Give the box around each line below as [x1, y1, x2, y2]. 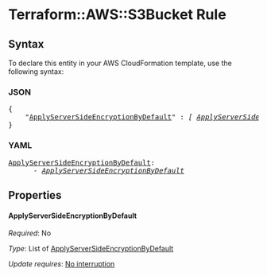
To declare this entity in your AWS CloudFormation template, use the [8, 58, 232, 68]
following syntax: [8, 67, 64, 76]
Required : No [8, 228, 52, 238]
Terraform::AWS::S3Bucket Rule [8, 6, 226, 24]
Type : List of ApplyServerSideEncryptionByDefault [8, 244, 174, 254]
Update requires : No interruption [8, 259, 115, 269]
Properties [8, 189, 62, 202]
